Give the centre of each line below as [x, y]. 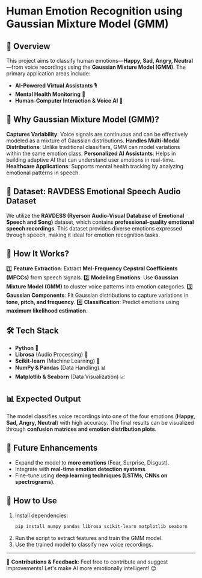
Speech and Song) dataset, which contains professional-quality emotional [100, 222]
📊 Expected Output [44, 399]
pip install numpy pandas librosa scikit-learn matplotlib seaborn [101, 526]
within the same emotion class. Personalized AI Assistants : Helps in [91, 153]
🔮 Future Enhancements [52, 448]
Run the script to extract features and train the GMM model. [89, 538]
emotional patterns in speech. [43, 173]
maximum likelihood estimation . [47, 311]
